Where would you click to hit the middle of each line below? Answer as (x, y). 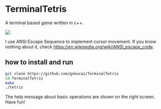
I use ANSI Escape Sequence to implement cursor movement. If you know (81, 41)
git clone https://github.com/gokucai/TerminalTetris (62, 73)
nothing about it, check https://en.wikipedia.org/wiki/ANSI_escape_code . (80, 47)
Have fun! (15, 102)
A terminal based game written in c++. (44, 23)
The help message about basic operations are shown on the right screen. (80, 97)
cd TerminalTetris (24, 78)
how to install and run (39, 62)
